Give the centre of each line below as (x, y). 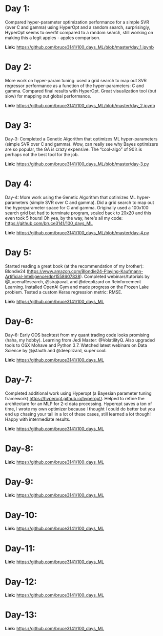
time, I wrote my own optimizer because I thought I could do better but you (80, 409)
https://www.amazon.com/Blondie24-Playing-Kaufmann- (86, 271)
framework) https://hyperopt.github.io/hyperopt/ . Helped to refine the (75, 398)
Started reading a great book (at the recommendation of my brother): (74, 266)
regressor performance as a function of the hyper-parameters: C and (74, 86)
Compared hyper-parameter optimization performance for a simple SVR (77, 22)
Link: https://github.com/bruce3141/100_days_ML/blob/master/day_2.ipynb (80, 105)
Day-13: (21, 615)
